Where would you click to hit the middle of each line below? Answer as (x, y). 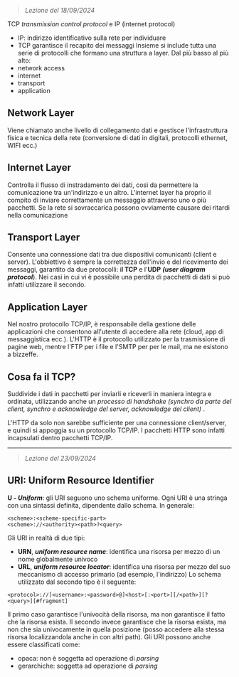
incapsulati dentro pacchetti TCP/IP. (60, 438)
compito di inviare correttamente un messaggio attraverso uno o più (107, 200)
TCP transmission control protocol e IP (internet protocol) (91, 24)
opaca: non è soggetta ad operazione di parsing (88, 658)
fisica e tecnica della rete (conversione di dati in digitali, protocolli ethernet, (117, 137)
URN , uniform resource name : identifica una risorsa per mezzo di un (119, 551)
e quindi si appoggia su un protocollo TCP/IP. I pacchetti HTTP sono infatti (116, 430)
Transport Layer (44, 238)
